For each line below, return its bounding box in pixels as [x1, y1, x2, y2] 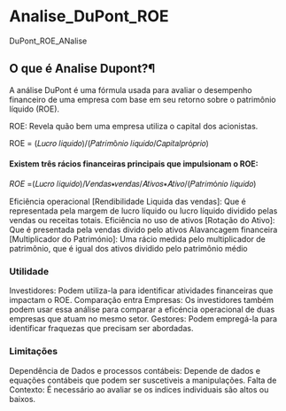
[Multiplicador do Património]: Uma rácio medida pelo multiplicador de [9, 233, 266, 244]
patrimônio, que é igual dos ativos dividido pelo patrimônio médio [9, 243, 248, 253]
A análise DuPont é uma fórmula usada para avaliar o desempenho [9, 84, 252, 95]
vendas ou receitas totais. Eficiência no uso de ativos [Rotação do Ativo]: [9, 214, 275, 225]
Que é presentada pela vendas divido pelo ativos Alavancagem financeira [9, 224, 278, 235]
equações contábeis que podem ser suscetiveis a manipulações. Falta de [9, 375, 277, 385]
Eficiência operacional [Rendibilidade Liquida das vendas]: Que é [9, 196, 246, 206]
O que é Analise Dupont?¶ [9, 61, 156, 76]
